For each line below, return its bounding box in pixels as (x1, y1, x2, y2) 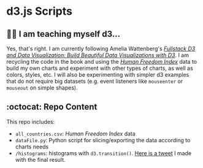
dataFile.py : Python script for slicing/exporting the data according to (15, 136, 191, 143)
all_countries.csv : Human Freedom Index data (15, 130, 136, 137)
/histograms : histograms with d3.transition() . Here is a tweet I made (15, 149, 192, 157)
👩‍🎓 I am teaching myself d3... (6, 29, 121, 39)
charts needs (15, 143, 49, 150)
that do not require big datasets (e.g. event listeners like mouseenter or (6, 78, 183, 85)
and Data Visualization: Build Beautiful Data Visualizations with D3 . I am (6, 52, 189, 59)
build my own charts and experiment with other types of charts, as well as (6, 64, 193, 72)
